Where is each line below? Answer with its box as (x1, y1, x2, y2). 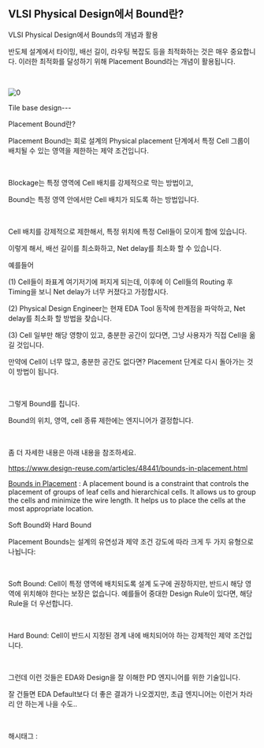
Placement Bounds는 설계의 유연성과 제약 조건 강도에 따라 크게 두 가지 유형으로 (8, 537, 254, 546)
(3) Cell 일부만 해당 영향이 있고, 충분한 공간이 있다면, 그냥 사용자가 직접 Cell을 (8, 330, 248, 339)
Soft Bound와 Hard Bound (8, 520, 92, 529)
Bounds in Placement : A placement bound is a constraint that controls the (8, 478, 250, 488)
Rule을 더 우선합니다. (8, 598, 73, 608)
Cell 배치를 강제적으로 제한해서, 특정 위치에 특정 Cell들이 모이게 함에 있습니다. (8, 226, 247, 236)
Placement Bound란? (8, 119, 76, 129)
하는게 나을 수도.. (24, 699, 77, 709)
